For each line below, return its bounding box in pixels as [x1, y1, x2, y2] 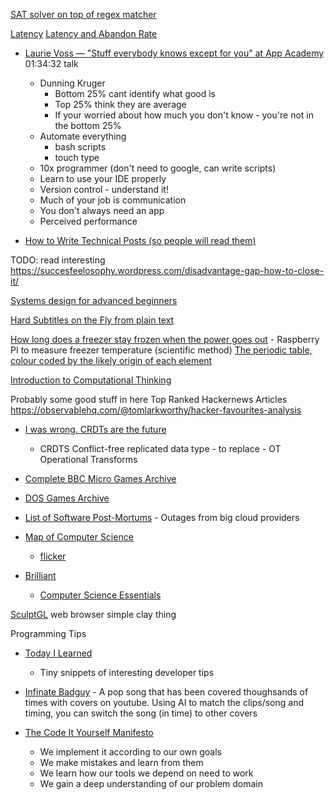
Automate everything [39, 130, 127, 142]
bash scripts [54, 141, 107, 153]
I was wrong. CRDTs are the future [24, 424, 167, 435]
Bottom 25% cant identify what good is [54, 88, 217, 99]
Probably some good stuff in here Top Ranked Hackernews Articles [10, 394, 288, 405]
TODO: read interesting [10, 254, 106, 266]
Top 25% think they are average [54, 99, 187, 110]
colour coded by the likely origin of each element [10, 355, 213, 366]
